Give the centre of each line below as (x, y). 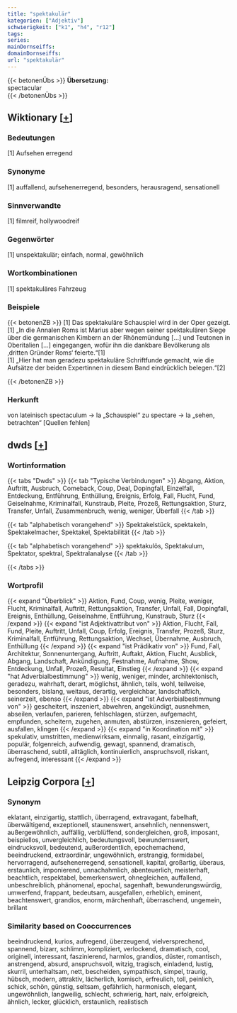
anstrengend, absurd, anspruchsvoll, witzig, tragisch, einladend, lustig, (110, 964)
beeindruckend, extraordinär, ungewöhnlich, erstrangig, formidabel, (106, 855)
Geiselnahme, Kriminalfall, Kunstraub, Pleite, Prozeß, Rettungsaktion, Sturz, (117, 503)
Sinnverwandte (34, 205)
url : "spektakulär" (36, 60)
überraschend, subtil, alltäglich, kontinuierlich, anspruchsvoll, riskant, (109, 752)
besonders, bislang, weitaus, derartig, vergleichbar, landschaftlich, (104, 692)
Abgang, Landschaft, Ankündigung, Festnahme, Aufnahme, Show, (103, 661)
